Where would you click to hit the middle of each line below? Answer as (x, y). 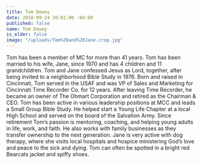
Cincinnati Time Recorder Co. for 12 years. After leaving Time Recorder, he (99, 90)
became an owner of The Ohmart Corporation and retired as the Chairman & (101, 96)
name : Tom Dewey (27, 29)
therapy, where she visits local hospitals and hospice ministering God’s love (100, 141)
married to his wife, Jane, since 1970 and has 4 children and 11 (84, 64)
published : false (28, 23)
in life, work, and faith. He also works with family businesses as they (91, 128)
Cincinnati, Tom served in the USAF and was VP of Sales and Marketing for (100, 83)
